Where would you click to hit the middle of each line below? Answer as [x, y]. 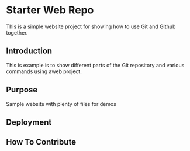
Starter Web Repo [50, 10]
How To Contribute [41, 142]
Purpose [22, 90]
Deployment [29, 122]
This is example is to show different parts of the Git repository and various [95, 65]
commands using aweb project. [44, 71]
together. [17, 32]
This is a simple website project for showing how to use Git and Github [91, 26]
